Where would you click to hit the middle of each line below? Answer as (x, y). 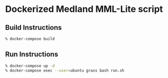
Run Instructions (32, 54)
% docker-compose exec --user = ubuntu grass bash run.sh (65, 71)
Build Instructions (34, 28)
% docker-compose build (30, 39)
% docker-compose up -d (30, 66)
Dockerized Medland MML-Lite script (84, 9)
